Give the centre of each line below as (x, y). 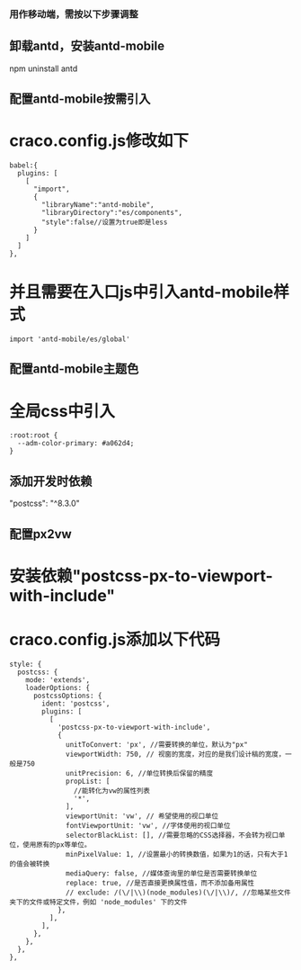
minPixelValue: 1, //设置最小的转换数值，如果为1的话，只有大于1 (177, 854)
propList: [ (88, 781)
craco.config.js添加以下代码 (115, 639)
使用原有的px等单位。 (57, 844)
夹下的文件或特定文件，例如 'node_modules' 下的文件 (98, 902)
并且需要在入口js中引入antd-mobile (142, 292)
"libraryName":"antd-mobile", (98, 205)
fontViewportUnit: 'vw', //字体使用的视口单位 (148, 825)
